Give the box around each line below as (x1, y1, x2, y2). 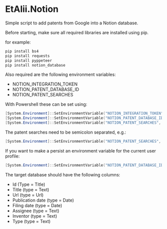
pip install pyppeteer (5, 58, 52, 63)
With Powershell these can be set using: (5, 101, 87, 107)
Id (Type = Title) (12, 181, 46, 187)
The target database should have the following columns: (5, 171, 120, 177)
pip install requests (5, 53, 50, 58)
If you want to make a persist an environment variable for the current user (5, 148, 157, 153)
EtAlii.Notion (5, 3, 59, 15)
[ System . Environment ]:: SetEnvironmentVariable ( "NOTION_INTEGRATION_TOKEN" (5, 111, 164, 116)
